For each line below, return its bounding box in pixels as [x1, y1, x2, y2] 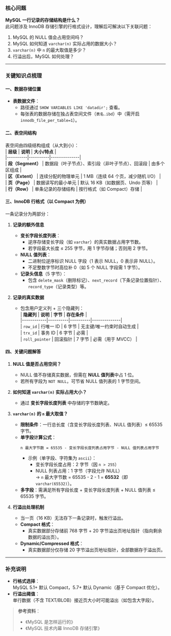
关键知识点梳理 [5, 72, 42, 80]
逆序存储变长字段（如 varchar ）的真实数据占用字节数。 [27, 239, 144, 245]
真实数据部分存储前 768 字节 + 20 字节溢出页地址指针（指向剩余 [27, 528, 162, 534]
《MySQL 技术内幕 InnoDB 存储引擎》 [25, 625, 102, 631]
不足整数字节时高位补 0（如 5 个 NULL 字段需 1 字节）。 [27, 264, 143, 270]
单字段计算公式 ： [20, 435, 56, 441]
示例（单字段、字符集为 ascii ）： [27, 455, 97, 461]
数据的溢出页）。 [27, 534, 62, 540]
